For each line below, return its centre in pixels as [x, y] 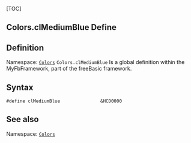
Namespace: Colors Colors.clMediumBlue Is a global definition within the [95, 62]
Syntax [20, 87]
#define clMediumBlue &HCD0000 [64, 101]
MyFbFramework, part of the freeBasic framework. [69, 69]
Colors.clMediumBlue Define [62, 27]
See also [23, 119]
